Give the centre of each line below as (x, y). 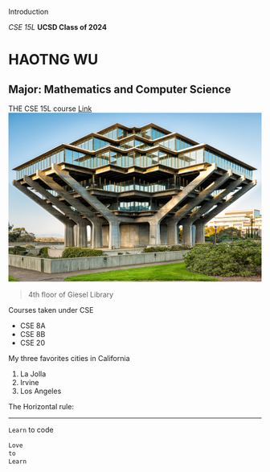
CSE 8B (33, 334)
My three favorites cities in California (69, 358)
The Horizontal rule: (41, 406)
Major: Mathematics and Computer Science (120, 89)
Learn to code (31, 429)
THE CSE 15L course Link (50, 109)
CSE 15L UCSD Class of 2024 (57, 27)
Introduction (29, 12)
